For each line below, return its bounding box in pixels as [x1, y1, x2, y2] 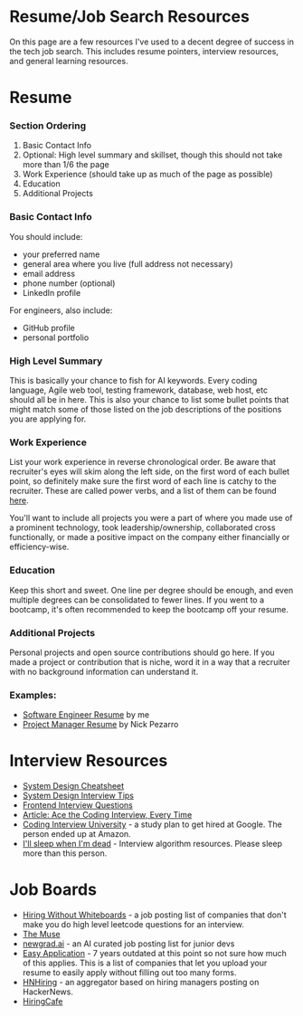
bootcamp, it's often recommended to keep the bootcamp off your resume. [9, 603, 289, 614]
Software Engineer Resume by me [22, 709, 150, 720]
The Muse [22, 929, 61, 940]
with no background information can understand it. [9, 666, 199, 677]
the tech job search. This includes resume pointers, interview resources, [9, 45, 279, 56]
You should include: [9, 231, 83, 242]
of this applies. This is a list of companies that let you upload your [22, 957, 268, 969]
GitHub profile [22, 322, 75, 333]
